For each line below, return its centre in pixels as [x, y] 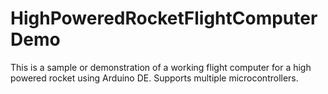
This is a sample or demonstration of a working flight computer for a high [161, 67]
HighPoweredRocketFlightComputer [164, 18]
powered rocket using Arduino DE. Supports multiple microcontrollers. [154, 78]
